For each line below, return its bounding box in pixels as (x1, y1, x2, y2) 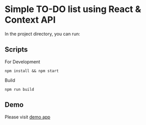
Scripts (5, 45, 28, 54)
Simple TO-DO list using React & (5, 4, 141, 15)
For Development (5, 59, 41, 65)
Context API (5, 14, 56, 26)
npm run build (5, 87, 35, 92)
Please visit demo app (5, 114, 51, 120)
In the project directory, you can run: (5, 31, 80, 37)
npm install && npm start (5, 68, 59, 73)
